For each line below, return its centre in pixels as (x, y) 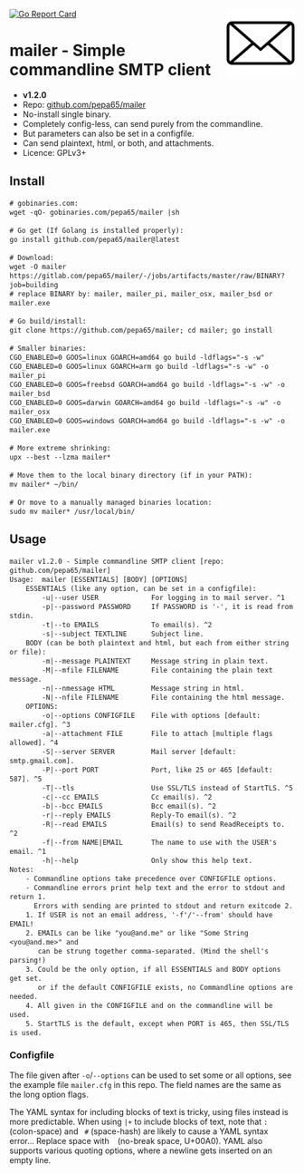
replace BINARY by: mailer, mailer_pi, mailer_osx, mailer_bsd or (145, 294)
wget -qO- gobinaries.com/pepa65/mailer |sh (95, 212)
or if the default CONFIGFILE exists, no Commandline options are (166, 987)
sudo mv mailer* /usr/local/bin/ (72, 511)
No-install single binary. (66, 114)
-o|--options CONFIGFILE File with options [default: (151, 715)
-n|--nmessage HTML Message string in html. (143, 688)
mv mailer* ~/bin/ (44, 484)
